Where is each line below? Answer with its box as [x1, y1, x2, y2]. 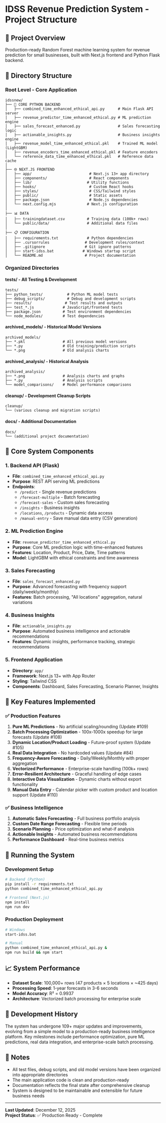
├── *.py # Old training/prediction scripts [5, 344, 136, 349]
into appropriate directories [12, 1072, 68, 1077]
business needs [12, 1092, 45, 1099]
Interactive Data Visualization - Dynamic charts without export [12, 776, 142, 782]
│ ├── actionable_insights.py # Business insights [5, 132, 161, 137]
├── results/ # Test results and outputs [5, 300, 123, 305]
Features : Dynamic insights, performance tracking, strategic [12, 639, 136, 645]
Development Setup [5, 866, 54, 873]
